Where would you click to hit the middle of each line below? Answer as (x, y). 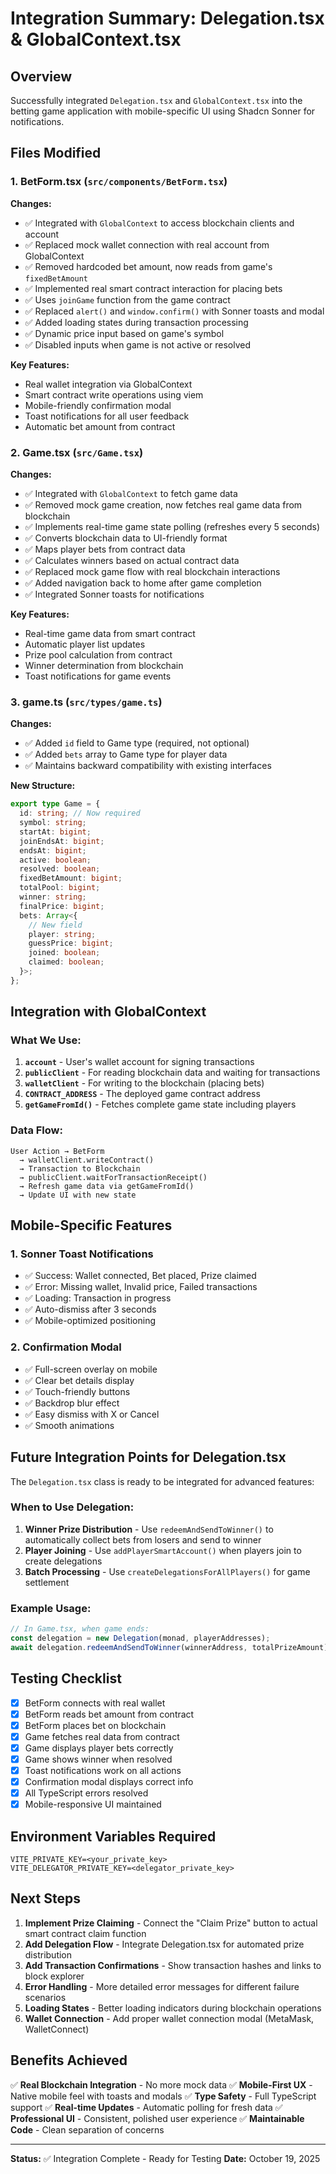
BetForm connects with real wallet (95, 1703)
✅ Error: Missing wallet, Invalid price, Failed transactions (141, 1287)
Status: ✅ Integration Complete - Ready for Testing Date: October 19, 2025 (165, 2158)
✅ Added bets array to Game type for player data (126, 754)
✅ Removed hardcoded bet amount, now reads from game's (148, 266)
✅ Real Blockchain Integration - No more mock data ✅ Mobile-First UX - (161, 2084)
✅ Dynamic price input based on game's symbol (124, 333)
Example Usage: (51, 1608)
